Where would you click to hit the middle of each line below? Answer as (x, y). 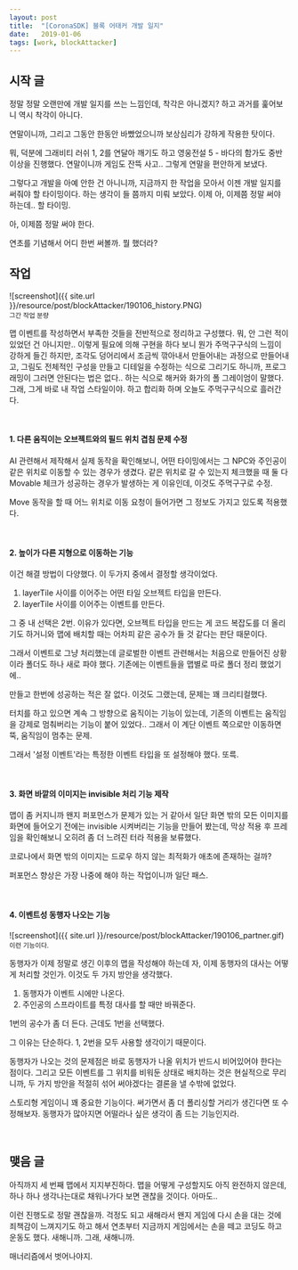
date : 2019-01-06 (45, 34)
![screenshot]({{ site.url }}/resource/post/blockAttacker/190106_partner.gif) (147, 935)
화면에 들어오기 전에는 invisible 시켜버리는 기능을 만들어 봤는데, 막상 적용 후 (140, 826)
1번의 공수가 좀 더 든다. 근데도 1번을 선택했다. (87, 1023)
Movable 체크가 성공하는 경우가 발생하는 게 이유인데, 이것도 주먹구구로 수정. (141, 483)
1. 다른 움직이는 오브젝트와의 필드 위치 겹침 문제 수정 (99, 439)
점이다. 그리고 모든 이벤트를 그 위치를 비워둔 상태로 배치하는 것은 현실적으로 (140, 1072)
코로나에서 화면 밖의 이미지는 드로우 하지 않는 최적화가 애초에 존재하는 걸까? (141, 856)
